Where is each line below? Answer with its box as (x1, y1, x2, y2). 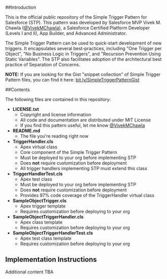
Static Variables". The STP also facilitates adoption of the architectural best (5, 56, 162, 62)
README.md (12, 128, 40, 134)
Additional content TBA (5, 268, 54, 275)
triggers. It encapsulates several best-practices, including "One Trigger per (5, 46, 162, 51)
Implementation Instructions (5, 255, 97, 264)
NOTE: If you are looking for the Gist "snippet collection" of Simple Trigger (5, 71, 161, 77)
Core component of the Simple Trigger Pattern (20, 149, 117, 155)
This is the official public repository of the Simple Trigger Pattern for (5, 14, 147, 20)
